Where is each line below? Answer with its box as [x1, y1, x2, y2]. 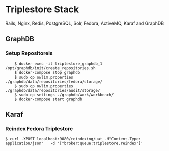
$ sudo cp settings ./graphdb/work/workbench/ [14, 92, 114, 97]
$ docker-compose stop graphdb [14, 70, 80, 75]
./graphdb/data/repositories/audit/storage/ [5, 88, 100, 93]
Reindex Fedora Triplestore [5, 125, 73, 132]
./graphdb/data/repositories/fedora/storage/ [5, 79, 102, 84]
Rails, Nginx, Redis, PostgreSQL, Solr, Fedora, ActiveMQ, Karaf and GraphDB [5, 20, 164, 26]
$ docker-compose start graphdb [14, 97, 82, 102]
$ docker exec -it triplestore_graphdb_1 [14, 61, 102, 66]
